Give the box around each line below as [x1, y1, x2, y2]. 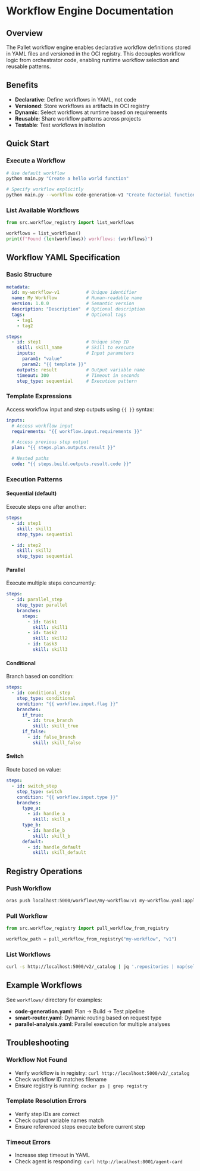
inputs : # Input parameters [17, 351, 135, 356]
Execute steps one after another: [6, 503, 86, 511]
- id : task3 [27, 641, 58, 647]
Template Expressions [6, 392, 72, 401]
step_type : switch [17, 788, 62, 795]
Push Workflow [6, 884, 52, 892]
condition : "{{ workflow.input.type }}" [17, 794, 118, 800]
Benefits [6, 80, 39, 90]
